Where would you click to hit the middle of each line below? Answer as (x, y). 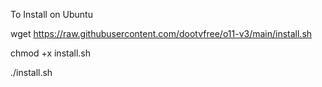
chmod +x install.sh (51, 53)
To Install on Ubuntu (51, 14)
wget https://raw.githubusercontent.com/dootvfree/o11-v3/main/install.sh (161, 33)
